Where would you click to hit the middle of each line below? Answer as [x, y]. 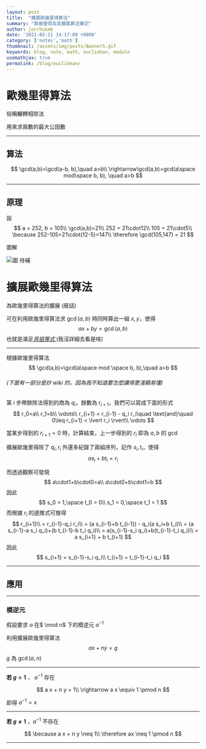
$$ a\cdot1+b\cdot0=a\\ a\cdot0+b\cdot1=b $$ [103, 482]
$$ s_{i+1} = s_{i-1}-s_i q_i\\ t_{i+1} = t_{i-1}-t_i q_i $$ [103, 557]
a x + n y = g [103, 648]
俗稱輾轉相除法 [25, 114]
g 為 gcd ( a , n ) [24, 658]
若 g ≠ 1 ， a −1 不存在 [32, 721]
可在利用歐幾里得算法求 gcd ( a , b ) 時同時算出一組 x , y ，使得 [81, 319]
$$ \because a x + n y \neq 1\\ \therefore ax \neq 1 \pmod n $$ [103, 734]
